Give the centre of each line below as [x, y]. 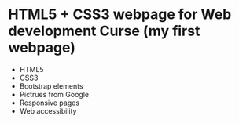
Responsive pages [50, 103]
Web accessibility [48, 110]
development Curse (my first [104, 31]
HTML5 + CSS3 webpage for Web [120, 14]
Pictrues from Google [54, 94]
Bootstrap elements [51, 86]
